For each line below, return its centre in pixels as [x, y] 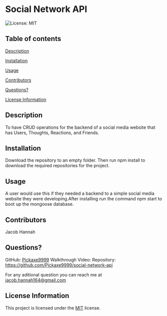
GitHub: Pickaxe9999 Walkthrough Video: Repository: [61, 259]
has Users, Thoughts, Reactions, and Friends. [52, 132]
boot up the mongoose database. [40, 204]
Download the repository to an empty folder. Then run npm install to [75, 160]
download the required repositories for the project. [57, 166]
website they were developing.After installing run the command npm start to [83, 199]
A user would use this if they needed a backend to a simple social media [80, 193]
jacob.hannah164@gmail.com [36, 280]
